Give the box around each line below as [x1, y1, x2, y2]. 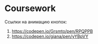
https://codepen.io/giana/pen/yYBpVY [11, 33, 89, 39]
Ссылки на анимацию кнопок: [4, 19, 67, 25]
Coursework [4, 3, 56, 14]
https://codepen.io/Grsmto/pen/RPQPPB [11, 28, 93, 34]
